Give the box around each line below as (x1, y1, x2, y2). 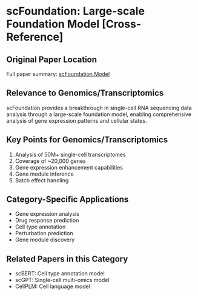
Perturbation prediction (15, 230, 74, 237)
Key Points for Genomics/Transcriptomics (6, 135, 168, 145)
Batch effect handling (15, 176, 69, 184)
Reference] (6, 30, 64, 44)
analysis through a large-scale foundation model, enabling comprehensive (6, 111, 192, 118)
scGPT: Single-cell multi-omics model (15, 277, 110, 284)
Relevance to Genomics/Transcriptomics (6, 88, 164, 98)
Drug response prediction (15, 217, 79, 224)
